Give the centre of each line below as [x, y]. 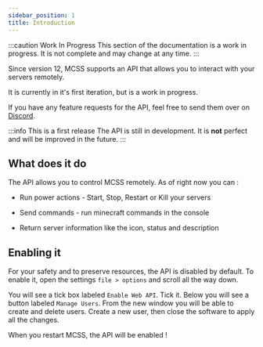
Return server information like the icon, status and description [119, 228]
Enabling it [34, 253]
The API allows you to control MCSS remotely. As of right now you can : [124, 183]
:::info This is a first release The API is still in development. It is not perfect [128, 131]
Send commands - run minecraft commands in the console [114, 213]
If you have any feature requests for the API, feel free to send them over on [129, 107]
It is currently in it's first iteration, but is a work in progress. [103, 92]
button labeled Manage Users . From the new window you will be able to [121, 303]
